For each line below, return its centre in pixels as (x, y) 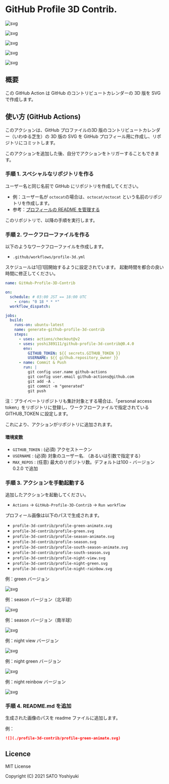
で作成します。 (21, 99)
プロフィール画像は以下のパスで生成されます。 (54, 515)
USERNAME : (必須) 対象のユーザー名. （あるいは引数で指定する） (78, 456)
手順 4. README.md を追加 (38, 706)
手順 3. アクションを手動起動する (45, 483)
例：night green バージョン (33, 661)
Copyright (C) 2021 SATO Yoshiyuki (42, 776)
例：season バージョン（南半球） (40, 620)
